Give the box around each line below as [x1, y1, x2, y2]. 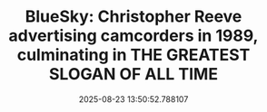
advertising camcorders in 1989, [8, 25, 259, 46]
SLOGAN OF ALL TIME [48, 64, 219, 85]
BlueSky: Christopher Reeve [25, 6, 242, 27]
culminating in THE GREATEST [16, 45, 251, 65]
